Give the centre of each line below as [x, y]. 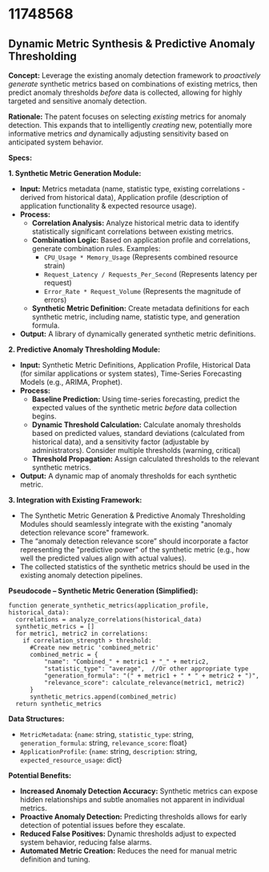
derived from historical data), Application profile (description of [124, 197]
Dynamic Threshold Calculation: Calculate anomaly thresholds [137, 425]
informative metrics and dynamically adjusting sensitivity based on [118, 134]
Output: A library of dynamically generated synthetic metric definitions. [138, 334]
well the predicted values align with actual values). [103, 558]
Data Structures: [36, 719]
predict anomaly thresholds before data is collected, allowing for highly [125, 92]
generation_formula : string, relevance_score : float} [104, 743]
